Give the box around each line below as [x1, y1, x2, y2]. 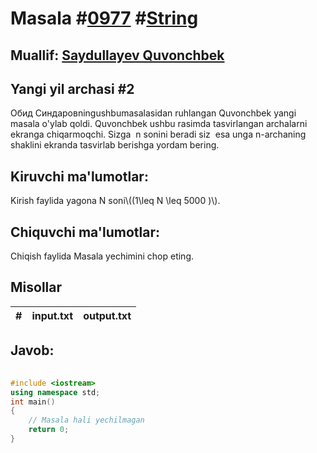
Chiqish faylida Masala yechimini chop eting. [10, 250, 195, 262]
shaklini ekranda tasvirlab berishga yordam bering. [10, 139, 220, 151]
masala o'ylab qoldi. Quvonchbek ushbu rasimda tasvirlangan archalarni [10, 118, 308, 130]
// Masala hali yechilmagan [28, 415, 145, 426]
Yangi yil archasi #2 [10, 80, 135, 97]
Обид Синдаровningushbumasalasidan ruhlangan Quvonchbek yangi [10, 107, 297, 119]
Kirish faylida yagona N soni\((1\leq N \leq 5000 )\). [10, 195, 221, 207]
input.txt [31, 308, 74, 322]
